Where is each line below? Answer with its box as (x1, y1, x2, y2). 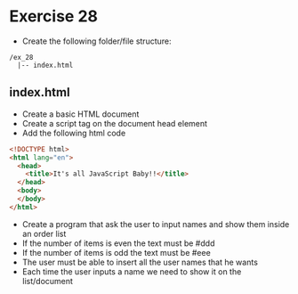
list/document (21, 275, 74, 286)
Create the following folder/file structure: (21, 36, 172, 46)
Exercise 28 (9, 6, 99, 27)
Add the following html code (21, 127, 126, 138)
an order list (21, 228, 67, 239)
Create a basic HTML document (21, 109, 140, 119)
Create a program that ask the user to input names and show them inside (21, 218, 290, 229)
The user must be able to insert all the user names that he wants (21, 257, 258, 267)
